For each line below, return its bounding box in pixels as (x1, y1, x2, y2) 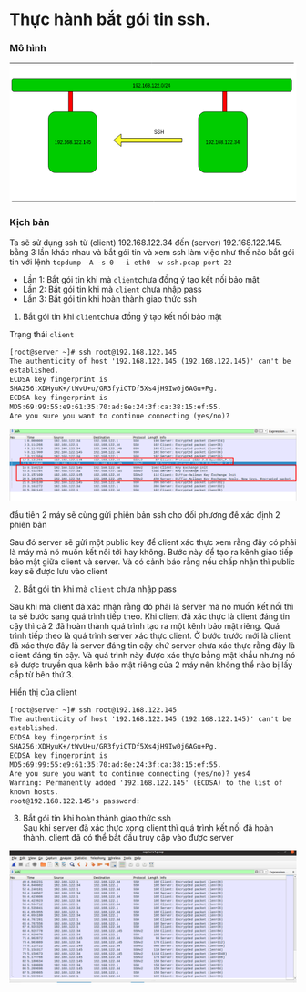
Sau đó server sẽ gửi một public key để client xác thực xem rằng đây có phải (9, 537, 297, 548)
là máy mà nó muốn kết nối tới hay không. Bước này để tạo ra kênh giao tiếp (9, 547, 294, 558)
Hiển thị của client (9, 687, 77, 697)
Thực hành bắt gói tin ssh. (9, 9, 211, 30)
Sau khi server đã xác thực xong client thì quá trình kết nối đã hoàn (22, 822, 274, 833)
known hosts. (9, 788, 59, 797)
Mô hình (9, 42, 47, 55)
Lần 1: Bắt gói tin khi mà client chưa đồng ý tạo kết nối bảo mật (22, 274, 260, 284)
